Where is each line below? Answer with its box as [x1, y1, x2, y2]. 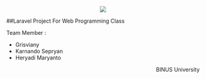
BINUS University [156, 66, 200, 73]
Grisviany [15, 41, 40, 48]
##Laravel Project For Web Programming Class [6, 17, 125, 24]
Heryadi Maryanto [15, 54, 61, 61]
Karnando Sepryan [15, 48, 63, 55]
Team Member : [6, 29, 47, 36]
